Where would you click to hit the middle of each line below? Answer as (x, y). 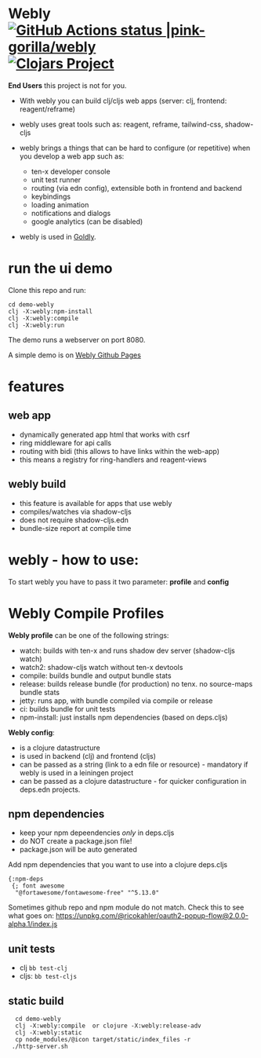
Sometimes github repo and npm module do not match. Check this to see (126, 907)
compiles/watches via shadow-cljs (75, 511)
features (36, 387)
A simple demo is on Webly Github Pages (74, 355)
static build (36, 1001)
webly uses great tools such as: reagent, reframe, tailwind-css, (121, 124)
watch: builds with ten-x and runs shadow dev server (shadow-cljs (127, 650)
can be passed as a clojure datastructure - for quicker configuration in (133, 781)
